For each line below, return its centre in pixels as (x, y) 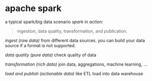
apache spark (33, 8)
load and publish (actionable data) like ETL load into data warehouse (74, 73)
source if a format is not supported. (41, 45)
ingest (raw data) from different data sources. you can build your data (75, 40)
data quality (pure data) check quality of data (51, 55)
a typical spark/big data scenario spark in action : (54, 22)
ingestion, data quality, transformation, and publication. (72, 31)
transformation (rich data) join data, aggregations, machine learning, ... (76, 64)
